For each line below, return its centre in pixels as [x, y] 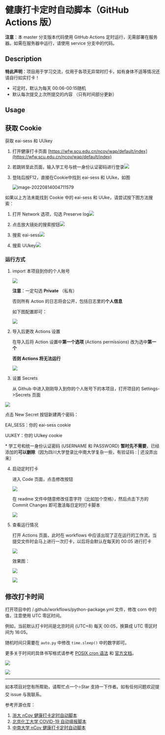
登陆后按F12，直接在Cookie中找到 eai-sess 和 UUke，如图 [71, 177]
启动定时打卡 [25, 469]
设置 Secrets [25, 378]
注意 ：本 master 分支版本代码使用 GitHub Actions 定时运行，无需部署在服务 [82, 37]
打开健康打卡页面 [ [31, 151]
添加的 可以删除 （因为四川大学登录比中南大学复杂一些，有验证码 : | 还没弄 [79, 452]
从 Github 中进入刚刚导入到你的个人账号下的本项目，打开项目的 [76, 389]
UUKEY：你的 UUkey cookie [34, 435]
